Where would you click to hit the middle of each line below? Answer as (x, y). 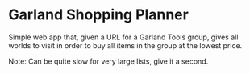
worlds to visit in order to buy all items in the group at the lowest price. (125, 45)
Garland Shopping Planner (99, 15)
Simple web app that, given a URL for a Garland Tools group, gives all (123, 37)
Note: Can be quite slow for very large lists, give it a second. (108, 61)
